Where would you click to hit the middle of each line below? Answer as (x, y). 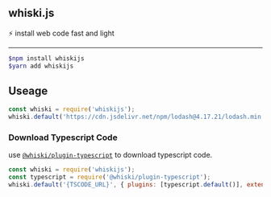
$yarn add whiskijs (41, 66)
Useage (28, 90)
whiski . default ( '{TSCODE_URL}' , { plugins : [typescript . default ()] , (126, 185)
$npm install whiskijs (46, 58)
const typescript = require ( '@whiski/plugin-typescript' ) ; (110, 177)
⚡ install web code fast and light (61, 33)
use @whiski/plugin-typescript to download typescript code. (110, 155)
